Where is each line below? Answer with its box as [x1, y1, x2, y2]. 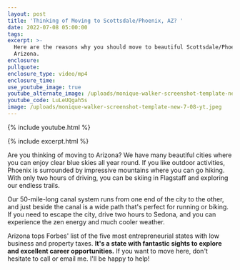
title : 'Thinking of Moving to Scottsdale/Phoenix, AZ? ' [7, 17, 184, 24]
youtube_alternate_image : [7, 90, 84, 97]
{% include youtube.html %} [7, 123, 91, 131]
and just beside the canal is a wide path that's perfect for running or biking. [7, 202, 229, 211]
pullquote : [7, 64, 40, 71]
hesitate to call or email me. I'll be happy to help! [7, 254, 150, 263]
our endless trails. [7, 181, 61, 189]
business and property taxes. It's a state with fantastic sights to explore [7, 239, 222, 247]
